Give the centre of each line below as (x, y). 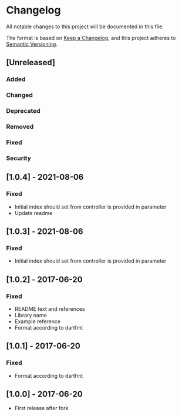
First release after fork (41, 408)
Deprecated (23, 111)
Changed (20, 95)
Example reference (37, 321)
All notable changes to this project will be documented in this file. (85, 26)
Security (18, 158)
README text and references (50, 308)
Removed (20, 127)
